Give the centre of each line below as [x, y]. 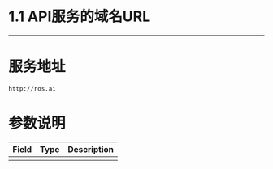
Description [91, 149]
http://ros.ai [32, 89]
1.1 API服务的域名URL [80, 17]
